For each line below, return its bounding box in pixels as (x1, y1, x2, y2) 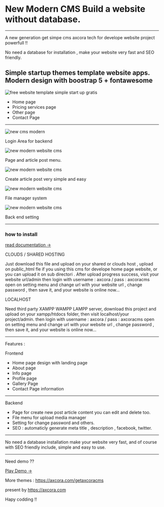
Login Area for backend (5, 138, 53, 144)
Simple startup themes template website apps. (5, 69, 150, 77)
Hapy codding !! (5, 496, 38, 503)
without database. (5, 14, 81, 25)
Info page (12, 370, 32, 376)
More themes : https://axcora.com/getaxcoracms (5, 478, 104, 483)
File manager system (5, 195, 47, 201)
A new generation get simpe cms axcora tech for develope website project (5, 34, 155, 40)
